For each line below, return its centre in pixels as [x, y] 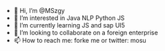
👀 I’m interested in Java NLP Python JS [69, 18]
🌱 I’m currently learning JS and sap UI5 [69, 25]
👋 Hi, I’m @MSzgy [39, 11]
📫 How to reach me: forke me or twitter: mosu [80, 40]
